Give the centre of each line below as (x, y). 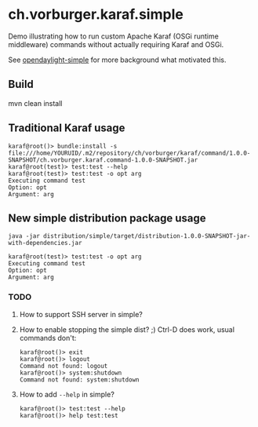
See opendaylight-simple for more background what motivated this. (117, 60)
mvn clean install (35, 103)
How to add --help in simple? (67, 394)
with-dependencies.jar (45, 243)
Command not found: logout (64, 366)
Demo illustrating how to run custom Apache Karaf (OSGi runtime (114, 36)
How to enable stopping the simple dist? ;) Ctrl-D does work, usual (127, 329)
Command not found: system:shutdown (79, 380)
